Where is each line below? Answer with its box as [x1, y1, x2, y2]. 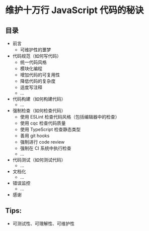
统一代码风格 [20, 59, 47, 65]
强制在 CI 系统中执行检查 [20, 145, 71, 151]
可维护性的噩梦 [20, 47, 51, 53]
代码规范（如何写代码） [12, 53, 61, 59]
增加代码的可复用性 [20, 72, 60, 78]
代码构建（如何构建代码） [12, 96, 66, 102]
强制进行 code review [20, 139, 65, 145]
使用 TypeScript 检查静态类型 [20, 127, 81, 132]
